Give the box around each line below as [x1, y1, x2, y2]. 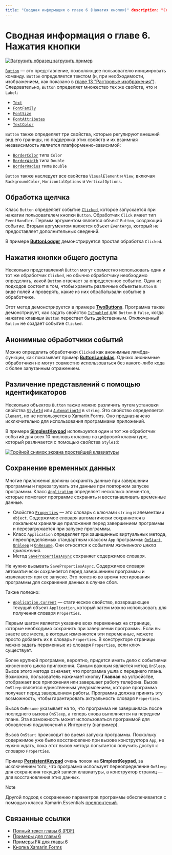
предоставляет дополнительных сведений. [5, 228, 100, 235]
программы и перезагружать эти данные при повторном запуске [5, 483, 149, 489]
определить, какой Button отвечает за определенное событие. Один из [5, 278, 162, 284]
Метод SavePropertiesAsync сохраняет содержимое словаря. [12, 553, 146, 559]
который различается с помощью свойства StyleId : [5, 439, 119, 445]
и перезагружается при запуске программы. [12, 526, 112, 532]
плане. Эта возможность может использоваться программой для [5, 716, 150, 722]
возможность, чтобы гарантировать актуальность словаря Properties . [5, 695, 160, 701]
